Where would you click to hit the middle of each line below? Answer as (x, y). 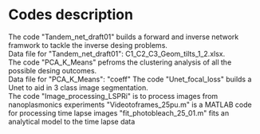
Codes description (71, 15)
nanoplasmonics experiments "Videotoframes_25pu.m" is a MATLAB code (130, 104)
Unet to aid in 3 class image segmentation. (79, 87)
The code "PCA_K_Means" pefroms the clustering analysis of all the (120, 62)
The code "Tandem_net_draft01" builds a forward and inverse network (124, 37)
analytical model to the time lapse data (72, 121)
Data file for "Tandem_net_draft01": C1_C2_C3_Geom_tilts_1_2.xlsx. (117, 53)
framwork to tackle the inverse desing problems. (88, 45)
